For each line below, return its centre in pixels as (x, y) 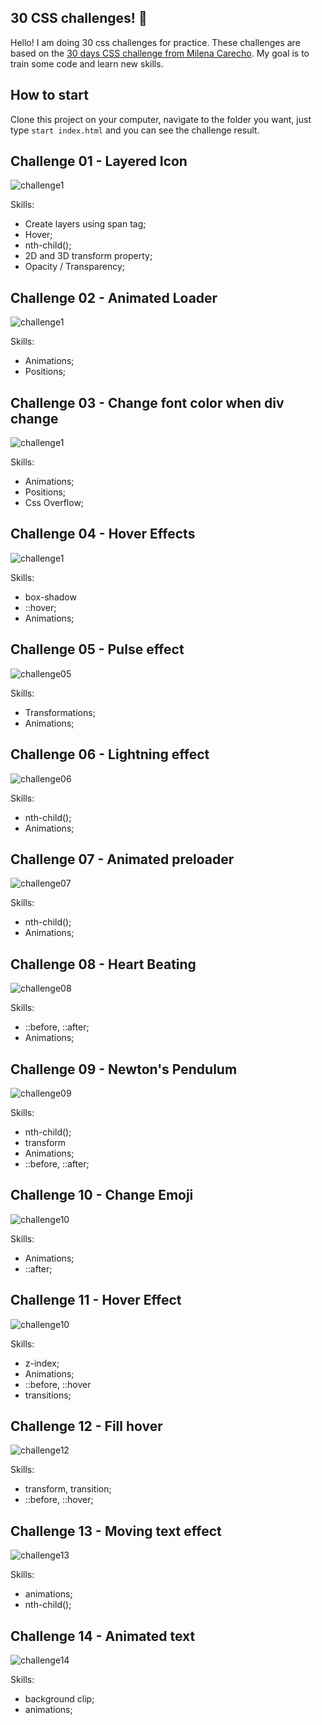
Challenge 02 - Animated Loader (114, 297)
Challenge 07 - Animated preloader (122, 859)
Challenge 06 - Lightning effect (110, 754)
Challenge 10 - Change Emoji (102, 1195)
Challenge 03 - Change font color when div (147, 402)
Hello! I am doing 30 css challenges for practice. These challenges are (155, 42)
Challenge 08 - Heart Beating (103, 964)
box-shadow (50, 597)
